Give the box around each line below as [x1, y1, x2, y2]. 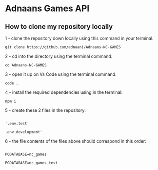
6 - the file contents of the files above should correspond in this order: [5, 138, 146, 144]
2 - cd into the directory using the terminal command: [5, 53, 113, 59]
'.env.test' [5, 121, 29, 126]
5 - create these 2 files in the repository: [5, 107, 86, 113]
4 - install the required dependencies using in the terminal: [5, 89, 123, 95]
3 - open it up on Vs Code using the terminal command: [5, 71, 117, 77]
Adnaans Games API [5, 3, 90, 14]
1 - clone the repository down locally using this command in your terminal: [5, 35, 154, 41]
